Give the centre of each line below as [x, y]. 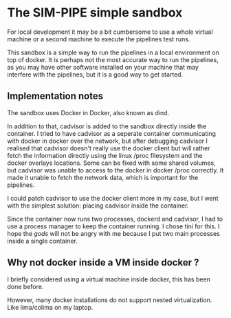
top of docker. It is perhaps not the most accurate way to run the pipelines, [113, 59]
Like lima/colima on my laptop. [50, 307]
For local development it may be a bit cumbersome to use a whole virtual [110, 32]
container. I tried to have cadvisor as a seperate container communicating [112, 133]
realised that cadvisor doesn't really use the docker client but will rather [109, 148]
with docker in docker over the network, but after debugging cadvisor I [107, 141]
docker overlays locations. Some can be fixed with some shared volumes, [111, 163]
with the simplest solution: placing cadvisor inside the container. [98, 206]
